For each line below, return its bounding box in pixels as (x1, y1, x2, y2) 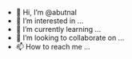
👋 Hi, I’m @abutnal (15, 8, 78, 17)
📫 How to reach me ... (15, 42, 90, 51)
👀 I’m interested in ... (15, 16, 84, 26)
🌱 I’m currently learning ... (15, 25, 102, 33)
